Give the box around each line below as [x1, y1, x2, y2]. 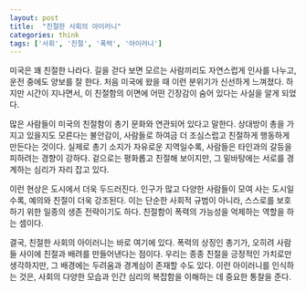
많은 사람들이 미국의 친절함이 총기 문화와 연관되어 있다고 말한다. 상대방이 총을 [9, 119, 285, 130]
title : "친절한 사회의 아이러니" [9, 22, 121, 31]
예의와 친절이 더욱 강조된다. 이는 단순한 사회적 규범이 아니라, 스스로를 [28, 195, 275, 206]
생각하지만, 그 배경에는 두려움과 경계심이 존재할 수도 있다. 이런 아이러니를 [9, 260, 270, 271]
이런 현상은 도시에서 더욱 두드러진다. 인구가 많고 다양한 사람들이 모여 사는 [9, 183, 270, 194]
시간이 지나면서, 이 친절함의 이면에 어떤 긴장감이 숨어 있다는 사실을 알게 [26, 88, 280, 99]
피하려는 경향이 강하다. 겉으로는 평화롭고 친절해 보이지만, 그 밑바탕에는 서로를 [9, 152, 285, 164]
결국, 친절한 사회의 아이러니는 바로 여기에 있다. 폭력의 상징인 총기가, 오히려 [9, 237, 275, 248]
